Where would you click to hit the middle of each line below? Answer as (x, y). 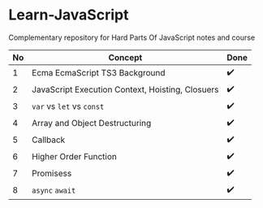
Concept (125, 57)
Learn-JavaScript (69, 15)
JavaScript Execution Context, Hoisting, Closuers (125, 89)
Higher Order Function (75, 157)
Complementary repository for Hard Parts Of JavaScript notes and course (132, 37)
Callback (49, 140)
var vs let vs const (68, 106)
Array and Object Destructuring (92, 123)
